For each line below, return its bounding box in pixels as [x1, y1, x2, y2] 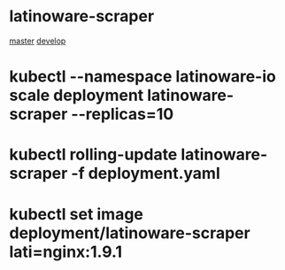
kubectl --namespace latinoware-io [9, 66, 276, 87]
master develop [9, 35, 66, 46]
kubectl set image [9, 204, 144, 224]
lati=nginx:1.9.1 [9, 242, 122, 262]
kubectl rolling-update [9, 144, 178, 165]
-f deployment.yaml [70, 164, 221, 183]
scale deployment [9, 86, 144, 105]
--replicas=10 [70, 104, 174, 125]
